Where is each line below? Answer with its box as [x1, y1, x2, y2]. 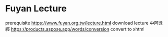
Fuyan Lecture [5, 3, 67, 14]
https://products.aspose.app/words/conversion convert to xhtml [11, 26, 145, 32]
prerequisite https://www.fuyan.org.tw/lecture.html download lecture [5, 20, 149, 26]
